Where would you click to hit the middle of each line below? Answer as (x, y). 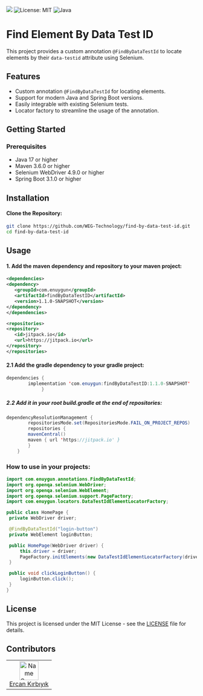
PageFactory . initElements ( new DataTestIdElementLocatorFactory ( (102, 557)
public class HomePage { (37, 513)
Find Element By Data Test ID (80, 35)
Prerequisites (26, 147)
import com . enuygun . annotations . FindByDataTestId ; (71, 479)
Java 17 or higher (37, 159)
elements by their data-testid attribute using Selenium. (75, 57)
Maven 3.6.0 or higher (43, 166)
